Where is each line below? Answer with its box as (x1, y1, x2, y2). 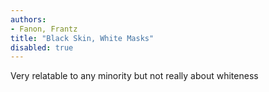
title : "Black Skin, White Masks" (10, 33, 155, 43)
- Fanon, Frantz (10, 24, 78, 34)
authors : (10, 14, 47, 25)
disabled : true (10, 42, 74, 53)
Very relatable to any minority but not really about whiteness (10, 70, 259, 82)
